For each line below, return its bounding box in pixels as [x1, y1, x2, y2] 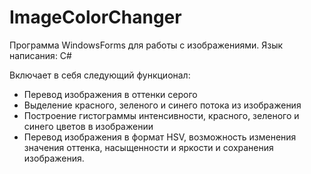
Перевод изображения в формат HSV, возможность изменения [23, 131, 297, 143]
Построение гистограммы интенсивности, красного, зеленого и [23, 109, 300, 121]
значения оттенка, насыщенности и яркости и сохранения [23, 141, 274, 153]
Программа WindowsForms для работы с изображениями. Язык [9, 39, 284, 51]
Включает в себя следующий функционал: [9, 69, 191, 81]
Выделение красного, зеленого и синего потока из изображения [23, 99, 302, 111]
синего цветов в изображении [23, 120, 154, 132]
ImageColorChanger [9, 6, 182, 29]
